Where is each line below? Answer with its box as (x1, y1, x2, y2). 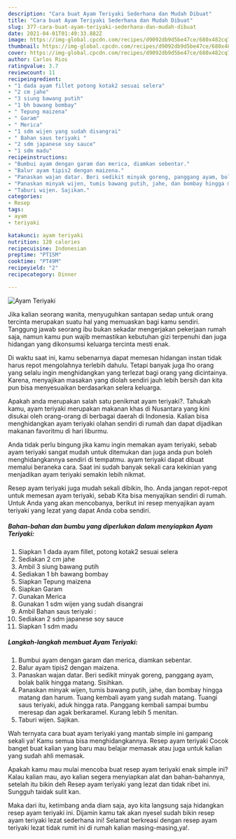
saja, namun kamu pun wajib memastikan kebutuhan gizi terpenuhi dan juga (8, 332, 227, 341)
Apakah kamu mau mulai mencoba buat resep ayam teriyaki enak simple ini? (8, 765, 228, 773)
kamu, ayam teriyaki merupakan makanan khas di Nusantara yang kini (8, 404, 210, 413)
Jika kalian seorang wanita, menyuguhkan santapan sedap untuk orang (8, 310, 214, 318)
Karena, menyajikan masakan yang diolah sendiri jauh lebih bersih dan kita (8, 376, 223, 384)
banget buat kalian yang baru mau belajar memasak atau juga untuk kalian (8, 744, 223, 752)
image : (8, 37, 27, 44)
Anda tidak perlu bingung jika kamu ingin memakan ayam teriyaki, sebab (8, 440, 217, 449)
